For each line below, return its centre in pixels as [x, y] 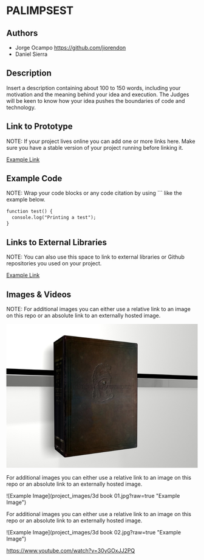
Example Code [34, 179]
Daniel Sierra [31, 54]
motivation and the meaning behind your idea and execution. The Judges [98, 94]
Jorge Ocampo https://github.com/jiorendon [70, 47]
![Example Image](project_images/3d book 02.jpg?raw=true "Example [93, 533]
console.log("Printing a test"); [54, 218]
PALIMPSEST [40, 11]
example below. [26, 200]
